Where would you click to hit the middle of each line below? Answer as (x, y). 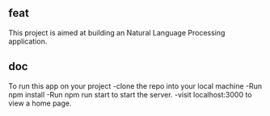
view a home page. (40, 103)
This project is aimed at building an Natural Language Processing (117, 32)
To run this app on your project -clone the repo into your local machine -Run (135, 86)
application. (28, 41)
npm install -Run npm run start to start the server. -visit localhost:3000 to (130, 94)
